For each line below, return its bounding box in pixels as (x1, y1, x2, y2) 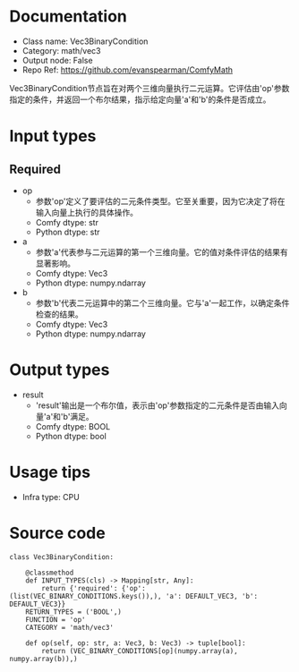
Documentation (9, 6, 128, 27)
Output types (9, 360, 110, 380)
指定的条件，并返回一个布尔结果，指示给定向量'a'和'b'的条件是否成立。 (9, 94, 271, 105)
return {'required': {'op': (41, 583, 146, 592)
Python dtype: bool (35, 430, 107, 441)
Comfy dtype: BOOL (35, 421, 111, 431)
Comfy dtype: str (35, 217, 98, 227)
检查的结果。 (35, 309, 83, 319)
